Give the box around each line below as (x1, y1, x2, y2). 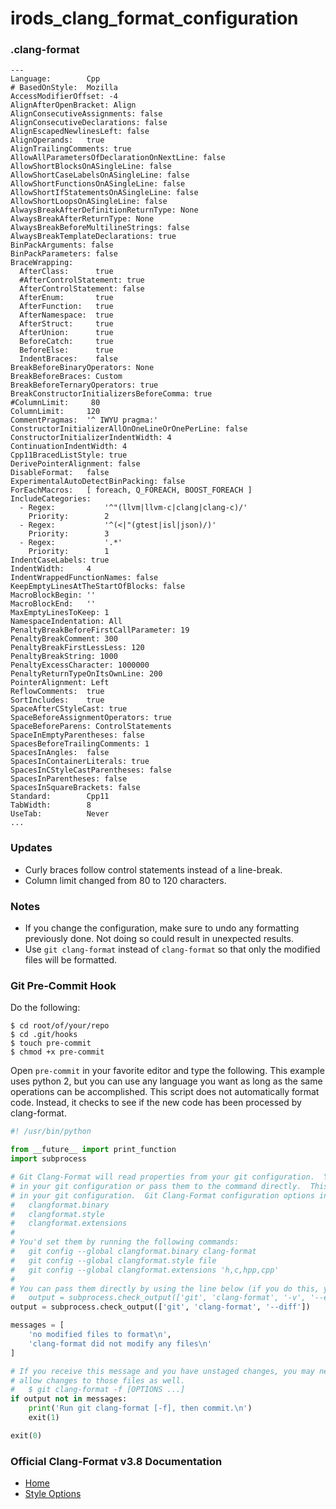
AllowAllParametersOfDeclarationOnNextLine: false (10, 153, 226, 163)
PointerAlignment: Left (10, 678, 110, 688)
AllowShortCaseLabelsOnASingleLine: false (10, 170, 190, 181)
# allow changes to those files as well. (10, 1375, 186, 1386)
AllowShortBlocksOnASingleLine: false (10, 162, 172, 172)
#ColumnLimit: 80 (10, 398, 101, 408)
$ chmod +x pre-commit (10, 1047, 105, 1057)
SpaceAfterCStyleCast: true (10, 704, 128, 714)
